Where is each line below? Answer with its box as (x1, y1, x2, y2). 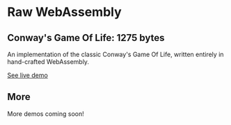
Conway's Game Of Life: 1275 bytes (7, 32, 165, 44)
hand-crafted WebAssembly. (7, 58, 89, 66)
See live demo (7, 71, 49, 79)
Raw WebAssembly (7, 4, 122, 20)
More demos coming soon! (7, 109, 85, 118)
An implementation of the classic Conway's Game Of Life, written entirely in (7, 50, 224, 58)
